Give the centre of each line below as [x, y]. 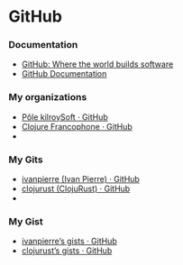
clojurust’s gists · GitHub [67, 251]
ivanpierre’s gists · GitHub [69, 242]
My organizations [48, 97]
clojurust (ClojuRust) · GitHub [76, 189]
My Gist [26, 221]
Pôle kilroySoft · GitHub [65, 117]
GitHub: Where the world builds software [97, 64]
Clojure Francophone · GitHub [77, 126]
